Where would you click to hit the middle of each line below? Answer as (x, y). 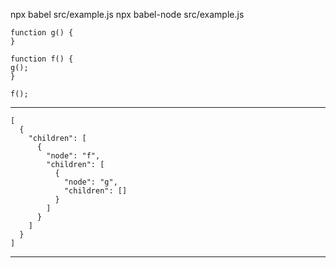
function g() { (42, 33)
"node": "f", (73, 156)
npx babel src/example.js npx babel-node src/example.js (127, 14)
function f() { (42, 59)
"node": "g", (90, 182)
